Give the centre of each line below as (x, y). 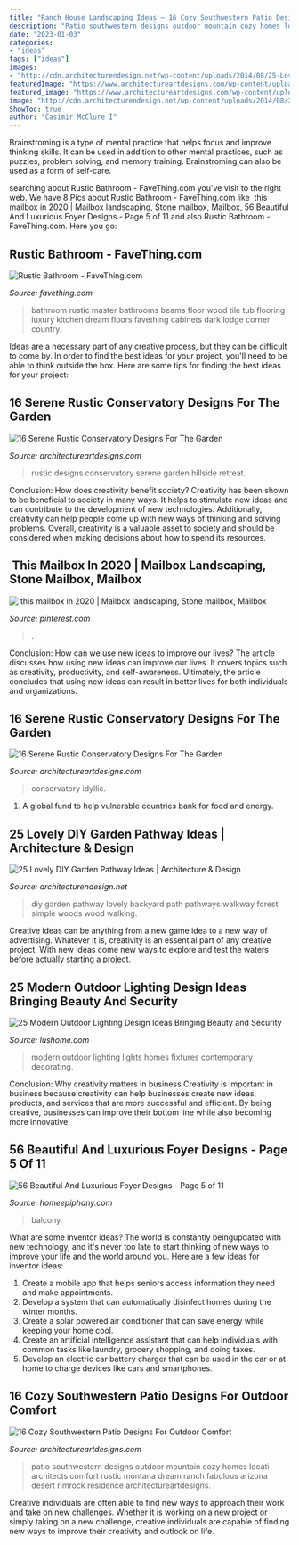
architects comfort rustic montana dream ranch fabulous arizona (149, 1475)
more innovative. (40, 1122)
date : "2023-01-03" (45, 34)
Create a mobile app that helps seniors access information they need (149, 1283)
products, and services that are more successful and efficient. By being (140, 1103)
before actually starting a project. (70, 959)
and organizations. (43, 690)
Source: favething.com (51, 293)
